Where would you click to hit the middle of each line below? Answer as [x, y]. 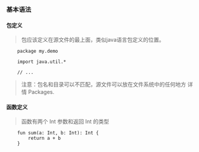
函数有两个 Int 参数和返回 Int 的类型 [65, 122]
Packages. [41, 92]
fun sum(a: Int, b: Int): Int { [58, 133]
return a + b [45, 138]
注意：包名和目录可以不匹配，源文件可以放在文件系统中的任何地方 [103, 84]
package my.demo [38, 51]
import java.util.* [42, 62]
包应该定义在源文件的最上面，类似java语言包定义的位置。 [93, 40]
